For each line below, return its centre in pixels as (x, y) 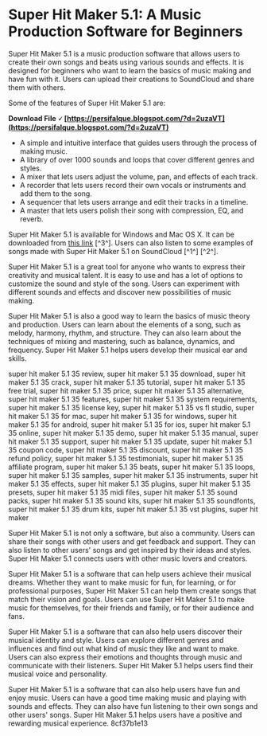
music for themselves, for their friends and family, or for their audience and (131, 608)
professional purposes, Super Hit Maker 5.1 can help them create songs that (132, 590)
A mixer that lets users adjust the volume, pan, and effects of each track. (139, 176)
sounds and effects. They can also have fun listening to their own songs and (133, 706)
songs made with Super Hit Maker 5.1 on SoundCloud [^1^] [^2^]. (113, 251)
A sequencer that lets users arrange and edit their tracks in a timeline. (134, 202)
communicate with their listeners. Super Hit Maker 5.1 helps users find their (131, 665)
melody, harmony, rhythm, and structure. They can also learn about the (125, 333)
